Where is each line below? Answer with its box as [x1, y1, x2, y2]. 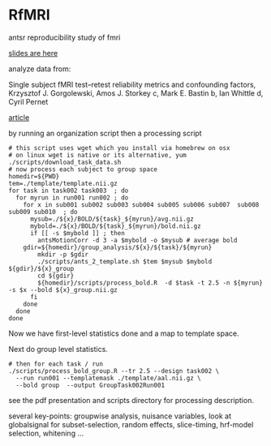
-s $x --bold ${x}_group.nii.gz [8, 285, 118, 294]
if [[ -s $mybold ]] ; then [29, 229, 126, 237]
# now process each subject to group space [8, 165, 158, 174]
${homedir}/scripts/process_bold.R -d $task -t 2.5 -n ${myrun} [37, 278, 264, 287]
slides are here [8, 48, 58, 58]
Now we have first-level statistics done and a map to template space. [8, 328, 239, 338]
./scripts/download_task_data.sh [8, 158, 122, 166]
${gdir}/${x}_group [8, 264, 75, 272]
